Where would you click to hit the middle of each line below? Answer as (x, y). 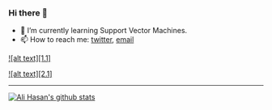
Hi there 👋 (28, 13)
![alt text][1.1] (30, 58)
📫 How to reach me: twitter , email (77, 40)
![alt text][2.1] (30, 74)
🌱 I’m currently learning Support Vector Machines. (104, 31)
